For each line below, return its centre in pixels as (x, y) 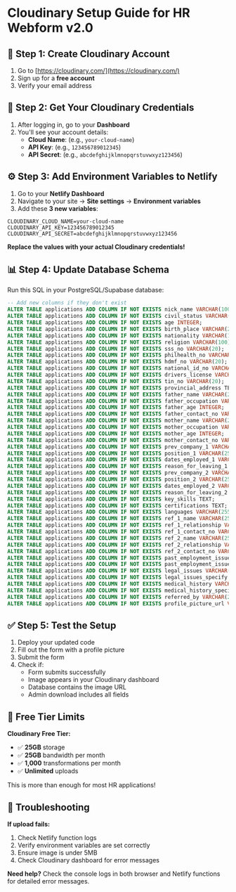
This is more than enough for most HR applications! (81, 785)
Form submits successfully (67, 672)
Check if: (31, 665)
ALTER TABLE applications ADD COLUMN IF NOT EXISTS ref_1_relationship (114, 525)
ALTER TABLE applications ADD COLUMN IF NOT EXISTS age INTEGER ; (105, 323)
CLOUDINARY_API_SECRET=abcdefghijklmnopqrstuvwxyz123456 (92, 233)
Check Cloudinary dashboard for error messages (88, 860)
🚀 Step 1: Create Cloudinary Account (88, 54)
